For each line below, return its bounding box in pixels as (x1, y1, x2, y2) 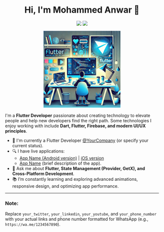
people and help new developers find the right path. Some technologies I (5, 117, 152, 123)
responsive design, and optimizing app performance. (12, 183, 119, 189)
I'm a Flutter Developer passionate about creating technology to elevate (5, 112, 150, 118)
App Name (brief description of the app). (19, 160, 102, 166)
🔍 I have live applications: (12, 148, 65, 154)
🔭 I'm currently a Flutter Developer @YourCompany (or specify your (12, 137, 149, 143)
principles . (5, 128, 27, 134)
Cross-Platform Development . (12, 171, 75, 176)
